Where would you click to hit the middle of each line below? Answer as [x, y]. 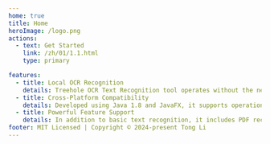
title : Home [28, 23]
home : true [27, 16]
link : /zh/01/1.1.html [61, 53]
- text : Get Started [50, 46]
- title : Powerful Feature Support [75, 113]
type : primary [46, 61]
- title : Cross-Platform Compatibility [82, 97]
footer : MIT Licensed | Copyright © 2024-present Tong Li [107, 128]
